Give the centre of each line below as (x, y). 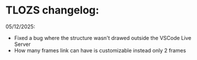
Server (22, 44)
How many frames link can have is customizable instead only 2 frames (100, 50)
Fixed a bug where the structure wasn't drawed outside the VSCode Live (103, 38)
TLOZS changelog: (52, 10)
